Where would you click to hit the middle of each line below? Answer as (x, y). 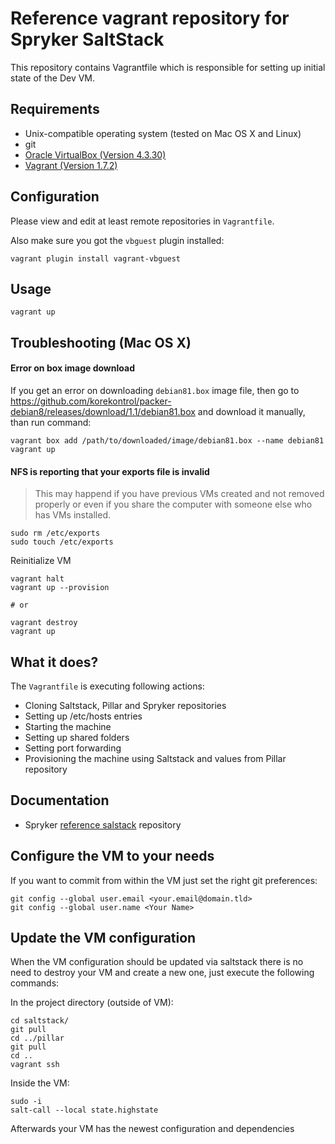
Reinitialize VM (41, 561)
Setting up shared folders (77, 737)
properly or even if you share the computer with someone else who (173, 504)
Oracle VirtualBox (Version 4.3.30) (95, 154)
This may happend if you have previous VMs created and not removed (179, 494)
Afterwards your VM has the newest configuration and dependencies (152, 1129)
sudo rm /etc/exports (55, 533)
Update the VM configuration (103, 938)
